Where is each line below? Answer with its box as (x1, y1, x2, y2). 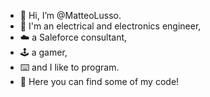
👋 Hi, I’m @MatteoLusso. (19, 10, 122, 21)
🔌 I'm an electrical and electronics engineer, (19, 20, 202, 32)
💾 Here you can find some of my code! (19, 76, 180, 87)
